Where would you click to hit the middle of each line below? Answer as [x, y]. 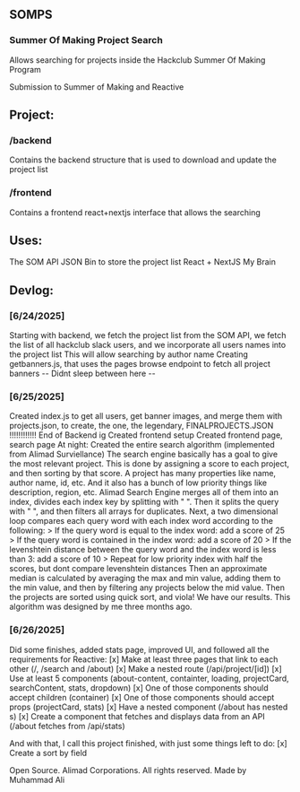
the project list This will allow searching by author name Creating [129, 354]
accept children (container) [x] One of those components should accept [142, 697]
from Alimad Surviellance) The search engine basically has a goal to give [144, 454]
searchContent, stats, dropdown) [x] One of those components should [139, 688]
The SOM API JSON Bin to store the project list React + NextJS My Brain [142, 262]
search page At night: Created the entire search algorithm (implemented [142, 445]
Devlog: [31, 290]
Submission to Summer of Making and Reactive [97, 87]
